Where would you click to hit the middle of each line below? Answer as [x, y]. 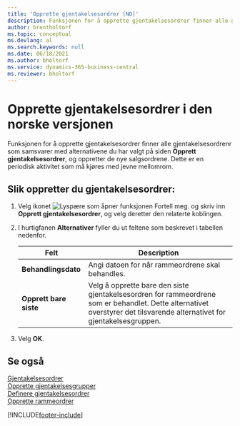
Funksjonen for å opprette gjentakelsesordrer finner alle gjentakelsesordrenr [120, 144]
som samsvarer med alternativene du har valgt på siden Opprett [102, 151]
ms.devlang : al [30, 41]
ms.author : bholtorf [38, 61]
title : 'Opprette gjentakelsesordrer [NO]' [73, 14]
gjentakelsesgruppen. [125, 321]
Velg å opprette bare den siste [139, 285]
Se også [26, 361]
